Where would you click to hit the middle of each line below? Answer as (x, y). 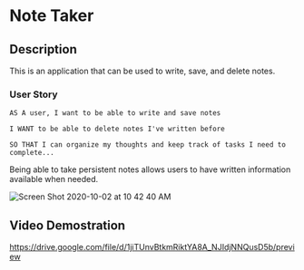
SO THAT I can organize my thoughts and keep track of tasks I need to (147, 145)
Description (43, 49)
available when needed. (54, 179)
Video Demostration (67, 225)
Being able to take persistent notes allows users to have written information (150, 169)
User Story (34, 94)
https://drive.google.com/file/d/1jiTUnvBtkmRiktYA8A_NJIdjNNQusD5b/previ (152, 247)
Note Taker (52, 16)
